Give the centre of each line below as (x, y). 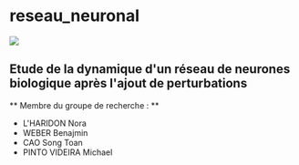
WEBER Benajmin (55, 132)
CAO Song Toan (53, 142)
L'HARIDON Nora (54, 123)
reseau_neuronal (74, 16)
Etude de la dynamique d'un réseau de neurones (150, 69)
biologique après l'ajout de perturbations (129, 83)
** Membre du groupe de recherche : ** (84, 105)
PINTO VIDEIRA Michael (67, 152)
